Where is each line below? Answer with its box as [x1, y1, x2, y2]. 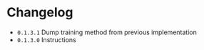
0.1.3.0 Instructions [16, 35, 76, 44]
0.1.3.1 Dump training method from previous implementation [16, 28, 197, 36]
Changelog [6, 4, 73, 21]
